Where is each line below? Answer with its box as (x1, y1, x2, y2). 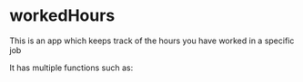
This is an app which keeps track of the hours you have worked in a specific (9, 35, 295, 46)
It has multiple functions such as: (9, 62, 134, 73)
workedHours (9, 5, 116, 26)
